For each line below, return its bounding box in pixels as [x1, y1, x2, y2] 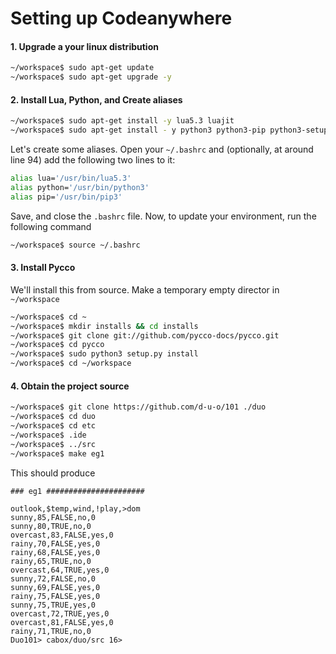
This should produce [10, 467, 96, 479]
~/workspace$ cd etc [10, 421, 97, 431]
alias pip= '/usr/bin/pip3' [10, 192, 123, 202]
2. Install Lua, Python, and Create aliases [10, 93, 183, 106]
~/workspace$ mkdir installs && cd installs [10, 321, 199, 331]
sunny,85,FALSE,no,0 [10, 512, 97, 522]
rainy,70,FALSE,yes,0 [10, 538, 101, 549]
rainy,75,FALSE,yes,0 [10, 591, 101, 601]
